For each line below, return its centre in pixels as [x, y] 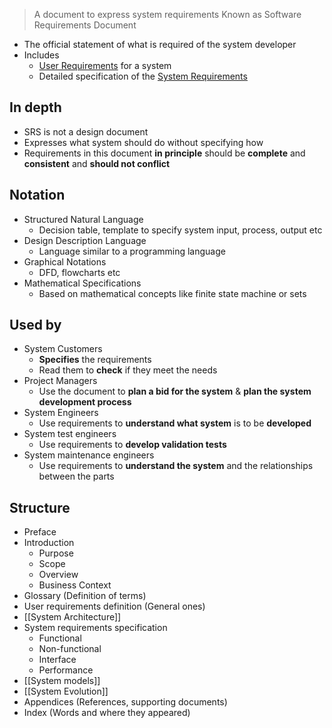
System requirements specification [95, 628]
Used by [35, 325]
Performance [66, 670]
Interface [57, 660]
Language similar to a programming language [132, 251]
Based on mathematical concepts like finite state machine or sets [172, 293]
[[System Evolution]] [66, 691]
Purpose [56, 553]
